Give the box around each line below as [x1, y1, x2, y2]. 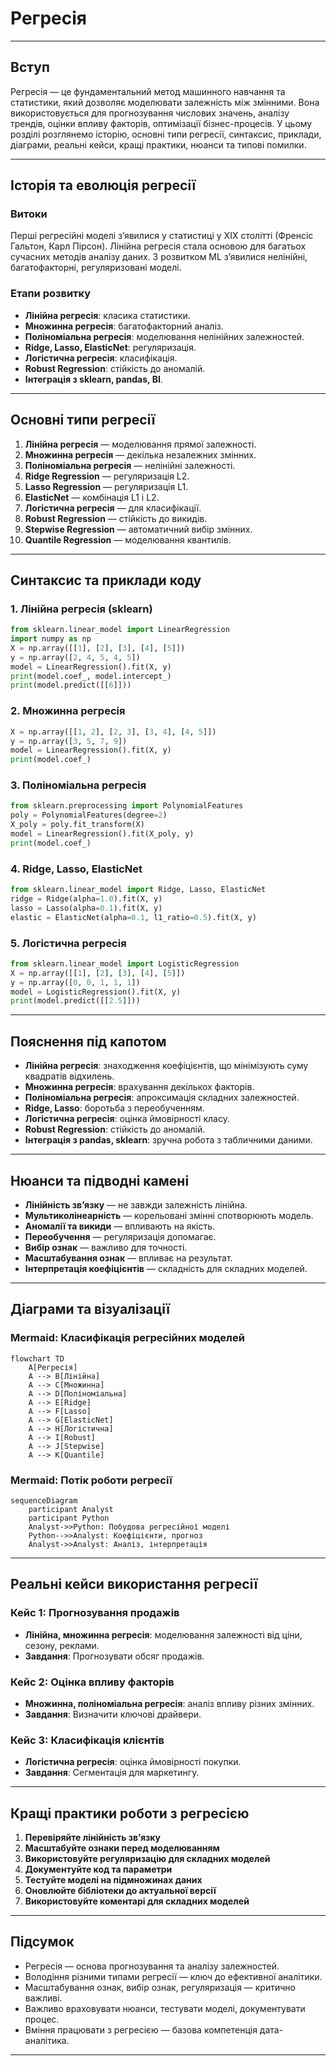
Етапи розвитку [10, 287, 92, 301]
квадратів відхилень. [24, 1070, 115, 1082]
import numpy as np [10, 634, 92, 644]
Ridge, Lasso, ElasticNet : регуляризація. [24, 341, 197, 353]
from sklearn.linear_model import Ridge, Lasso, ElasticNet [10, 885, 267, 895]
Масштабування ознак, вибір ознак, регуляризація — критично [24, 1981, 296, 1993]
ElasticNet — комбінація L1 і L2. [24, 491, 160, 503]
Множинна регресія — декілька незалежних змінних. [24, 448, 257, 461]
